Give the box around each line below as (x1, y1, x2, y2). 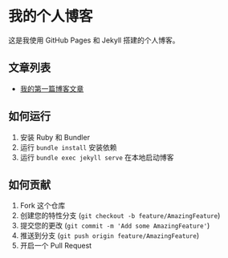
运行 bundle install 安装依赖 (19, 142, 117, 152)
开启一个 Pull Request (19, 241, 92, 251)
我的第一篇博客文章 (19, 83, 84, 93)
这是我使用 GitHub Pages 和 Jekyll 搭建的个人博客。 (8, 35, 180, 45)
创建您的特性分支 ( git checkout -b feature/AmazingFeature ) (19, 211, 221, 220)
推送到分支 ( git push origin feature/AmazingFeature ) (19, 231, 199, 240)
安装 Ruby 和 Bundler (19, 132, 91, 142)
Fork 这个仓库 (19, 201, 66, 211)
